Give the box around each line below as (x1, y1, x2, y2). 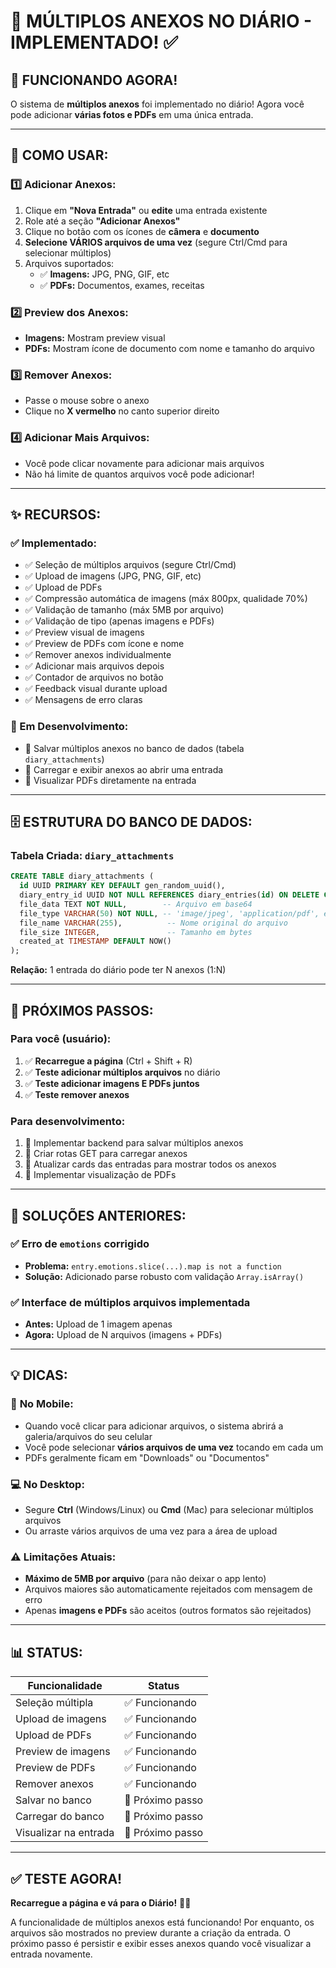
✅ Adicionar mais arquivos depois (24, 660, 165, 672)
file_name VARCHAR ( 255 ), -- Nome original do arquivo (19, 918, 288, 928)
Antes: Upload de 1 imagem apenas (24, 1318, 173, 1330)
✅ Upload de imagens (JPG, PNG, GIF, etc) (24, 570, 202, 582)
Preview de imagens (15, 1745, 111, 1759)
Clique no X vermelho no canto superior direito (24, 405, 220, 417)
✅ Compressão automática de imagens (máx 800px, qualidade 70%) (24, 593, 308, 605)
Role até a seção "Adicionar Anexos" (24, 215, 181, 227)
